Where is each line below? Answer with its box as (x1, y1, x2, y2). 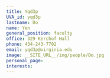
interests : (6, 63, 33, 69)
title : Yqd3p (6, 8, 38, 15)
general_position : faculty (6, 30, 73, 36)
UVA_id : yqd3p (6, 14, 41, 20)
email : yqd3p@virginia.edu (6, 47, 73, 53)
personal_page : (6, 57, 44, 63)
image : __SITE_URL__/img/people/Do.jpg (6, 52, 105, 58)
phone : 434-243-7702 (6, 42, 57, 48)
